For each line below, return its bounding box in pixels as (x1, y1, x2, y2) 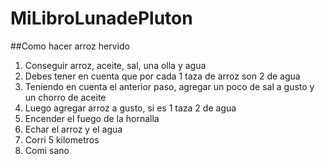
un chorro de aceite (24, 91, 107, 103)
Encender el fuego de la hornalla (24, 112, 160, 124)
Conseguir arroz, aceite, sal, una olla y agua (24, 59, 207, 71)
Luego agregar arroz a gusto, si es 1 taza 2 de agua (24, 102, 237, 114)
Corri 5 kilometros (24, 133, 100, 146)
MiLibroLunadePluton (10, 7, 193, 30)
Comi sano (24, 144, 70, 156)
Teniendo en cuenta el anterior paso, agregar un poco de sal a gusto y (24, 80, 315, 92)
